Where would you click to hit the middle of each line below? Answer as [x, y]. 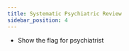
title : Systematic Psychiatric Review [64, 14]
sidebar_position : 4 [38, 20]
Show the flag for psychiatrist [61, 40]
